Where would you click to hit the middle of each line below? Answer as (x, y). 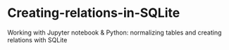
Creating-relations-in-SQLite (94, 13)
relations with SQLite (37, 39)
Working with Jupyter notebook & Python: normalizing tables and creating (114, 32)
